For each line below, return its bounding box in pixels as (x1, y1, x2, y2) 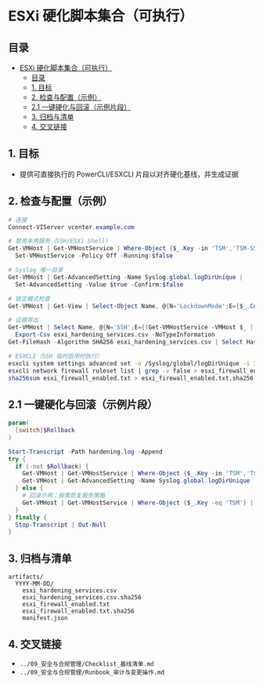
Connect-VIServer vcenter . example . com (8, 223, 135, 231)
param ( (8, 419, 30, 427)
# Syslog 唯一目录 (8, 266, 63, 274)
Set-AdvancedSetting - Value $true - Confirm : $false (15, 280, 184, 289)
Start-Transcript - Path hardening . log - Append (8, 448, 163, 456)
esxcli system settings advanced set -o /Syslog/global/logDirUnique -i (8, 359, 250, 367)
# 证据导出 (8, 316, 39, 324)
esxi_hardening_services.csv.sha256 (22, 594, 142, 602)
